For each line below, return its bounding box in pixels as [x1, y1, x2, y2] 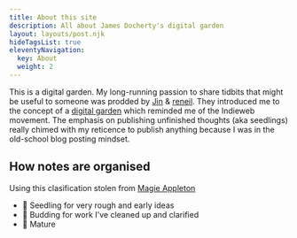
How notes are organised [9, 159, 151, 174]
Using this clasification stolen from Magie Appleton [9, 182, 196, 193]
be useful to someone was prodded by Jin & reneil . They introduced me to [9, 96, 280, 106]
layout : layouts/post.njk [9, 29, 105, 38]
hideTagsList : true [9, 37, 82, 47]
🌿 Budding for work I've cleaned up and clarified [21, 209, 199, 219]
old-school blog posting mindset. [9, 134, 130, 144]
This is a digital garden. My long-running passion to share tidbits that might [9, 86, 284, 97]
